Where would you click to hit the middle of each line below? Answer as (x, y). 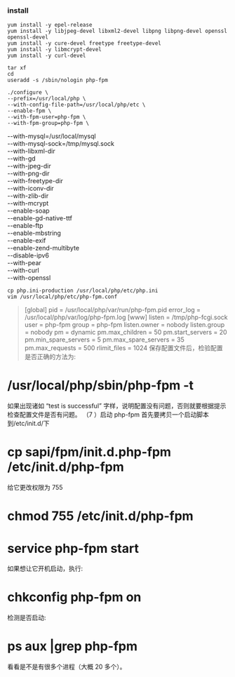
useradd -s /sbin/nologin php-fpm (58, 80)
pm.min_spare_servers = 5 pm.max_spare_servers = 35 (104, 340)
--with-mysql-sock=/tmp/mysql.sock (61, 144)
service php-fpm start (73, 548)
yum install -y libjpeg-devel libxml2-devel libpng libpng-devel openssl (117, 31)
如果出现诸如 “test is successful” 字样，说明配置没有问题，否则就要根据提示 (117, 406)
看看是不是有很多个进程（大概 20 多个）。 (67, 667)
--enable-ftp (25, 226)
